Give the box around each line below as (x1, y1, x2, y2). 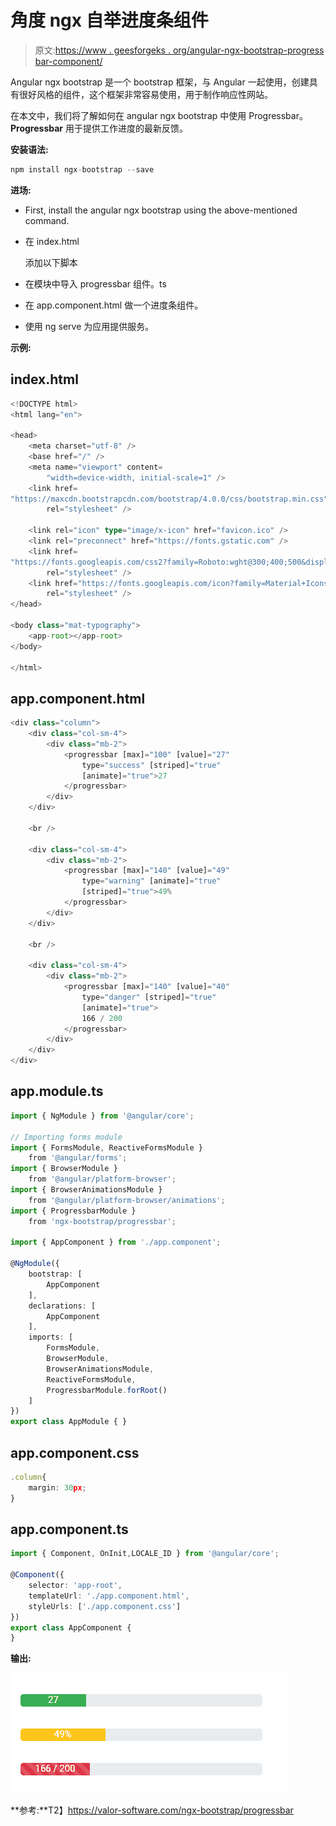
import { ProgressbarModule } (10, 1206, 137, 1216)
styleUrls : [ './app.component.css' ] (28, 1601, 182, 1611)
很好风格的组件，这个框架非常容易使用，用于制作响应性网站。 (18, 88, 273, 100)
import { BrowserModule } (10, 1164, 118, 1174)
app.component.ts (10, 1521, 129, 1538)
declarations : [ (28, 1301, 97, 1311)
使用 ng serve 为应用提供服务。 (24, 320, 155, 332)
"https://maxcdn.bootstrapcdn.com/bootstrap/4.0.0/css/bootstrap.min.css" (10, 494, 329, 504)
